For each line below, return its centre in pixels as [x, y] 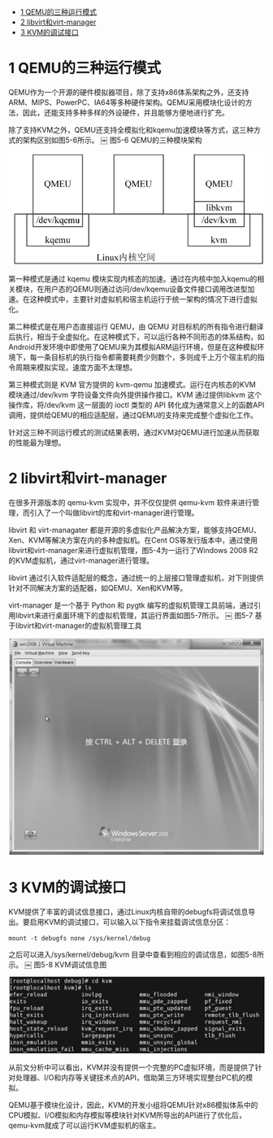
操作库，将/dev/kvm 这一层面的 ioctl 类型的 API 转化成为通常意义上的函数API [136, 405]
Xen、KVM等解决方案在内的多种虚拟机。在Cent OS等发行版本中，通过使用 [133, 540]
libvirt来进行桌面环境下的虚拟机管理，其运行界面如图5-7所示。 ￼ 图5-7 [134, 616]
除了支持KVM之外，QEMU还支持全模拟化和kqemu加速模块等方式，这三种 [131, 129]
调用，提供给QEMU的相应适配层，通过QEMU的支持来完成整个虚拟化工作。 [133, 415]
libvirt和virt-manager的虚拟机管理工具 [78, 626]
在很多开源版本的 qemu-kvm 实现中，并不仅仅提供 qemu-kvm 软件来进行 [130, 503]
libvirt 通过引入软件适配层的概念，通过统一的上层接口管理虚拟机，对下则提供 [136, 578]
